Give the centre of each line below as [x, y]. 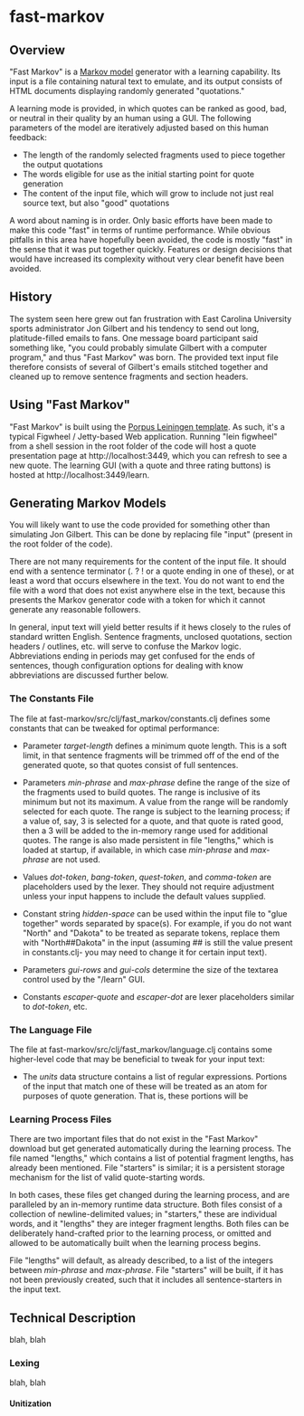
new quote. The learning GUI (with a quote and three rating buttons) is [140, 465]
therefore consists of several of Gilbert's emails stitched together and [139, 366]
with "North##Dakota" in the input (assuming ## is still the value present [157, 942]
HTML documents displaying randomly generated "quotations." [127, 91]
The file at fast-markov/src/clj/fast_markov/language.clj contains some [141, 1050]
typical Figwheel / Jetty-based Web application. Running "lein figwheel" [143, 436]
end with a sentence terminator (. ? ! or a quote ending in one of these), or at [152, 571]
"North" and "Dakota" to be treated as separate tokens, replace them [151, 933]
